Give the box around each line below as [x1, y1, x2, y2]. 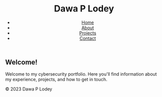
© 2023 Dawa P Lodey [5, 86, 52, 92]
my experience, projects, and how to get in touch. [5, 77, 107, 83]
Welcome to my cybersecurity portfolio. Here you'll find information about [5, 71, 157, 77]
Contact [79, 35, 96, 41]
